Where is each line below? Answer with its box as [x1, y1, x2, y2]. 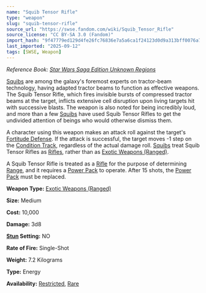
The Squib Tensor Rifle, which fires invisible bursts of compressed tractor [6, 90, 193, 98]
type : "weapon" [6, 15, 45, 21]
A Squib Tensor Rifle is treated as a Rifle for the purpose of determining [6, 160, 187, 167]
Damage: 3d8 [6, 220, 42, 227]
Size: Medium [6, 197, 42, 204]
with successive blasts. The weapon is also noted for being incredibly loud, [6, 104, 196, 111]
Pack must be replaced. [6, 173, 66, 180]
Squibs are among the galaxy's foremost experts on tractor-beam [6, 77, 172, 85]
